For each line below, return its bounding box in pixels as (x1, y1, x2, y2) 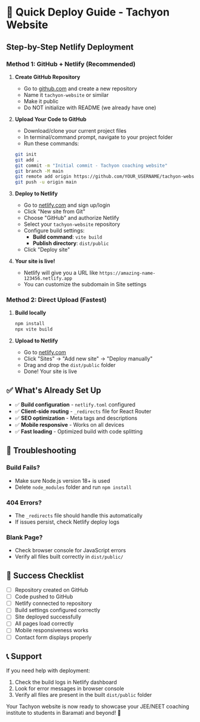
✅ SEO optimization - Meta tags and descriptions (14, 414, 137, 421)
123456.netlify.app (23, 276, 73, 282)
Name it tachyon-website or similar (23, 91, 109, 98)
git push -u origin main (14, 179, 77, 185)
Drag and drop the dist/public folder (23, 362, 116, 369)
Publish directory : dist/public (32, 240, 109, 247)
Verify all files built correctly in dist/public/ (14, 553, 124, 561)
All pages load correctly (14, 620, 74, 627)
